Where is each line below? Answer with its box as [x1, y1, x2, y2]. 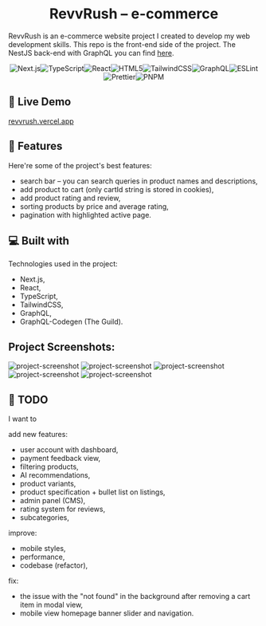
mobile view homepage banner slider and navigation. [19, 608, 194, 618]
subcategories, [19, 513, 70, 522]
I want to [8, 414, 37, 423]
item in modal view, [19, 600, 84, 609]
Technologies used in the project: [8, 259, 118, 269]
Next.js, [19, 274, 45, 284]
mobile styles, [19, 544, 66, 553]
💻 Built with [8, 234, 70, 247]
